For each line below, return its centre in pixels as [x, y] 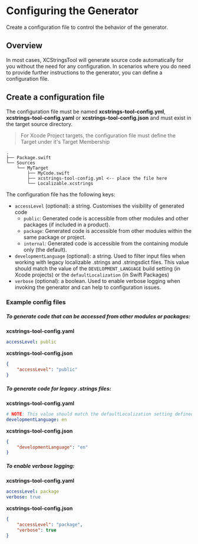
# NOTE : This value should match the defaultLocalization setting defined [100, 414]
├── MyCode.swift [48, 173]
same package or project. [55, 237]
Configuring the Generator [72, 11]
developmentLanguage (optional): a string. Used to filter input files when [100, 256]
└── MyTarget [33, 168]
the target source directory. [39, 124]
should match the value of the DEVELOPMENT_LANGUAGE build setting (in [98, 268]
